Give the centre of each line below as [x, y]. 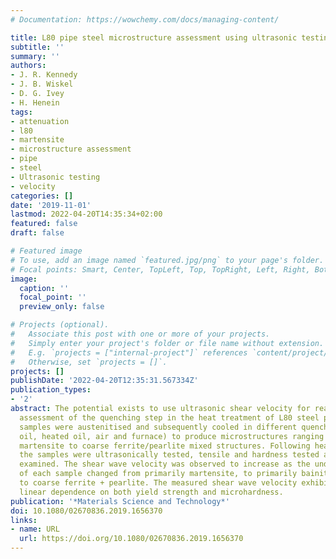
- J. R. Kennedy [44, 75]
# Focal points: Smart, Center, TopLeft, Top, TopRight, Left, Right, [160, 269]
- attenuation [40, 121]
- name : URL [35, 529]
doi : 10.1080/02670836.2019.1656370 [86, 511]
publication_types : [51, 390]
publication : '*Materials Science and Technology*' [120, 501]
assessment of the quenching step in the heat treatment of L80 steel [169, 417]
